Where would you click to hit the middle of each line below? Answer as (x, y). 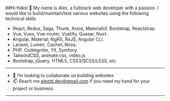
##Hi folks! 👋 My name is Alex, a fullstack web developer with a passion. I (82, 8)
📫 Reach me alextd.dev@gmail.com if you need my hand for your (81, 81)
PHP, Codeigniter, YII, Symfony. (45, 50)
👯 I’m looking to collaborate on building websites (63, 75)
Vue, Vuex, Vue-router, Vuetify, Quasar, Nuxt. (60, 34)
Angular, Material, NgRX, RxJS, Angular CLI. (58, 39)
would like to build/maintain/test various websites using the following (77, 13)
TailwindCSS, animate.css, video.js (49, 55)
